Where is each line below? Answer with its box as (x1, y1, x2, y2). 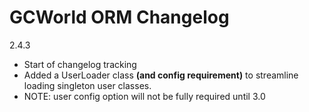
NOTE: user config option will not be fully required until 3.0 (23, 90, 266, 102)
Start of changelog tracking (23, 58, 137, 70)
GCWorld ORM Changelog (9, 6, 230, 29)
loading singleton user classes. (23, 79, 152, 91)
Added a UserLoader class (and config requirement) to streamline (23, 69, 299, 81)
